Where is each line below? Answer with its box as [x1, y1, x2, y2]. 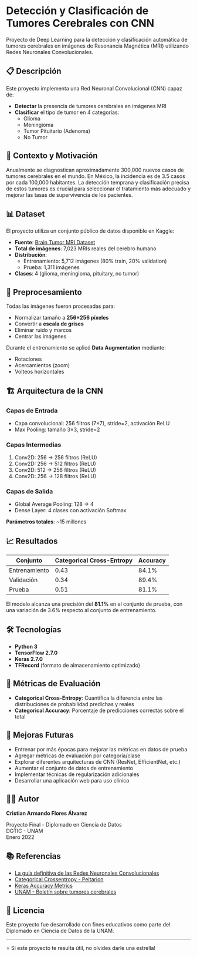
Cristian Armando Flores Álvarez [6, 810, 88, 817]
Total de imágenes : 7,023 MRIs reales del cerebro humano [14, 245, 157, 252]
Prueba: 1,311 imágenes [23, 264, 80, 271]
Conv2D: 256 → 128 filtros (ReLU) [14, 473, 97, 480]
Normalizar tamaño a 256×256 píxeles [14, 314, 109, 321]
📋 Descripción [6, 66, 62, 76]
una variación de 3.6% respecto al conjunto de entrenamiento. [6, 607, 157, 614]
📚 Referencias [6, 851, 62, 861]
